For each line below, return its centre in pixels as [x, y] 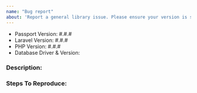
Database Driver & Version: [47, 52]
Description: [24, 68]
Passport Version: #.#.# [43, 34]
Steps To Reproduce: [37, 84]
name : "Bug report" [30, 11]
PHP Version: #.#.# [38, 46]
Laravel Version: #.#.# [41, 40]
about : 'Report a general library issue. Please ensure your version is [97, 17]
